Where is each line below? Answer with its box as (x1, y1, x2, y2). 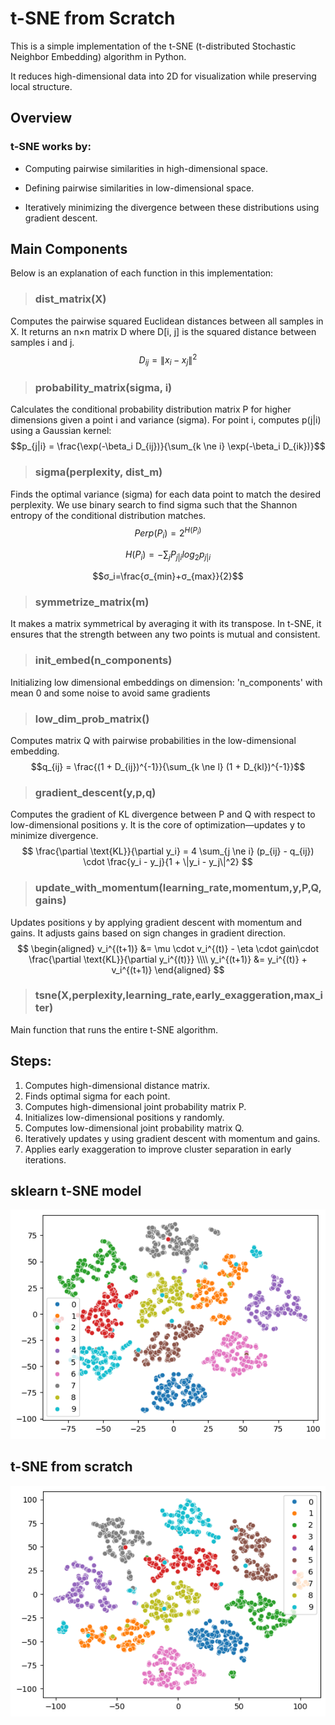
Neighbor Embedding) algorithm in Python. (10, 50, 187, 62)
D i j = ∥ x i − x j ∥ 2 (138, 352, 198, 368)
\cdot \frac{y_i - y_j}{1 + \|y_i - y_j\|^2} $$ (83, 856, 253, 868)
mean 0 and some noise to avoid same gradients (10, 687, 211, 699)
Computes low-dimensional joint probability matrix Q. (24, 1122, 245, 1134)
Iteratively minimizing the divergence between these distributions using (24, 201, 320, 213)
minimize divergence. (10, 830, 99, 842)
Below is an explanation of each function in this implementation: (10, 267, 274, 279)
